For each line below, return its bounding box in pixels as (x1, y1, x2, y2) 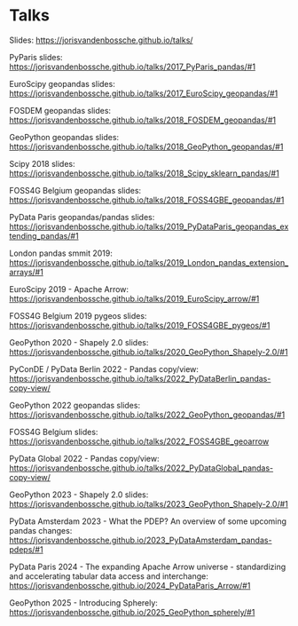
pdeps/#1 (9, 543, 43, 555)
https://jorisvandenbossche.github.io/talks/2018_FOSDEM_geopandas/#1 (9, 115, 277, 125)
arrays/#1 (9, 266, 44, 277)
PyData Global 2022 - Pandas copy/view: (9, 453, 160, 464)
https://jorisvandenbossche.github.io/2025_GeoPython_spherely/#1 (9, 606, 255, 617)
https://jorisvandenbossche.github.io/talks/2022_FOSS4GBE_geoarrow (9, 436, 270, 447)
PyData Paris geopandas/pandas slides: (9, 211, 155, 222)
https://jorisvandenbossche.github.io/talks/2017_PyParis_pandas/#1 (9, 61, 255, 72)
